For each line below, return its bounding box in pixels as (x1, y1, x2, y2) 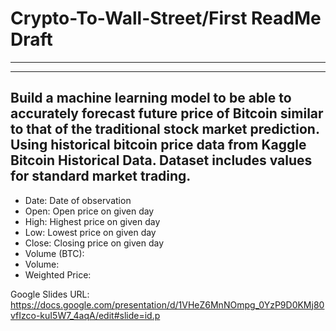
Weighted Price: (24, 268, 92, 281)
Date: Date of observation (24, 194, 132, 206)
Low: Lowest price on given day (24, 226, 157, 238)
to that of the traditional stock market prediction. (10, 121, 320, 138)
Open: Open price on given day (24, 205, 155, 217)
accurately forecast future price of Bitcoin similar (10, 105, 324, 122)
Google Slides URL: (10, 288, 90, 300)
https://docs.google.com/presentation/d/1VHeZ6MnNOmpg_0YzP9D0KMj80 (10, 298, 325, 311)
